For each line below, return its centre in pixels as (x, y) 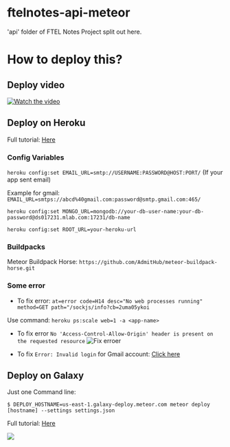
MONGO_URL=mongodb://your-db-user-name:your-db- (133, 212)
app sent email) (29, 179)
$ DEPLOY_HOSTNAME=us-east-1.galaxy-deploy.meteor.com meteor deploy (109, 405)
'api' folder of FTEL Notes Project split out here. (74, 32)
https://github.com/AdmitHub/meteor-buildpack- (148, 263)
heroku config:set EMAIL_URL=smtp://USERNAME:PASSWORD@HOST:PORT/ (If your (115, 173)
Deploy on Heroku (46, 123)
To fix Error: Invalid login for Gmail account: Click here (99, 354)
